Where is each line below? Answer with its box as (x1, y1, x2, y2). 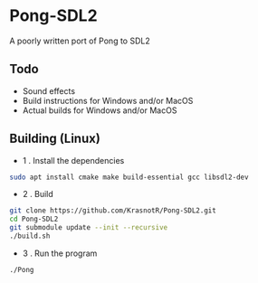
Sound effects (22, 85, 75, 96)
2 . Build (22, 189, 54, 200)
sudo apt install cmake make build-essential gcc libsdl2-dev (9, 173, 249, 182)
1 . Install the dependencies (22, 155, 125, 165)
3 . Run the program (22, 248, 98, 259)
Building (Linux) (9, 131, 101, 146)
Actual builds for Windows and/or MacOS (22, 105, 177, 116)
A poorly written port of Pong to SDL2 (9, 35, 151, 46)
